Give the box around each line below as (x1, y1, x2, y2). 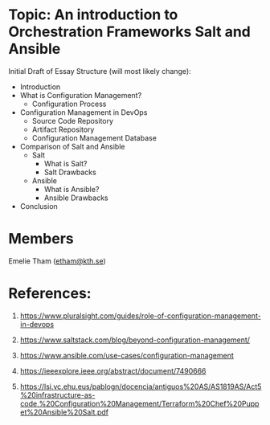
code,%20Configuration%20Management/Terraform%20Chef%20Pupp (19, 398, 260, 408)
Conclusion (19, 201, 58, 210)
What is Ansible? (43, 184, 100, 194)
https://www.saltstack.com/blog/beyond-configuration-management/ (19, 335, 251, 345)
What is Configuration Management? (19, 90, 142, 100)
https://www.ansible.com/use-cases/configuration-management (19, 350, 235, 360)
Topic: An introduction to (8, 6, 178, 24)
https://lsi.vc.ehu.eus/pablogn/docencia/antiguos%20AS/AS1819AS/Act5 (19, 382, 262, 391)
